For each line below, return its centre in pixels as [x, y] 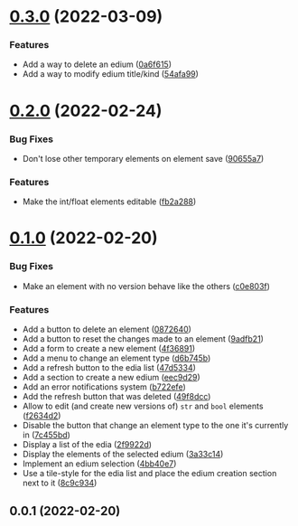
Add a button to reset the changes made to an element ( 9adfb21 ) [143, 339]
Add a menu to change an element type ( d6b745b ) [116, 358]
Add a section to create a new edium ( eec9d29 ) [111, 378]
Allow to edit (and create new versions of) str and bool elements [143, 406]
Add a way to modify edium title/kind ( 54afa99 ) [110, 74]
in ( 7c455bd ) [46, 435]
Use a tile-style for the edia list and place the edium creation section [149, 474]
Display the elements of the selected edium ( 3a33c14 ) [123, 455]
